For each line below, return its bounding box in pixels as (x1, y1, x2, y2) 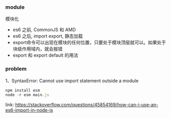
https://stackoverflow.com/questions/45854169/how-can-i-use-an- (15, 102, 159, 108)
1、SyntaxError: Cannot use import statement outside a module (5, 78, 139, 84)
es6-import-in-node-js (5, 107, 53, 113)
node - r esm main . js (5, 92, 50, 98)
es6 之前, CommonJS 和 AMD (12, 27, 76, 33)
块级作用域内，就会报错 (12, 46, 63, 52)
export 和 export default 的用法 (12, 52, 79, 58)
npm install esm (5, 88, 40, 93)
